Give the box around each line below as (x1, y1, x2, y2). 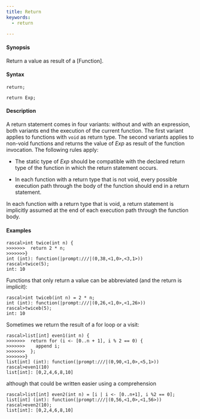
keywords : (6, 14, 31, 20)
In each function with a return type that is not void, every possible (14, 175, 178, 183)
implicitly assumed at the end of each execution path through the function (6, 206, 189, 214)
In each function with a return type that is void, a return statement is (6, 200, 174, 207)
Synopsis (6, 43, 31, 51)
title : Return (6, 8, 42, 15)
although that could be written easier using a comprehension (6, 380, 157, 387)
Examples (6, 226, 32, 234)
